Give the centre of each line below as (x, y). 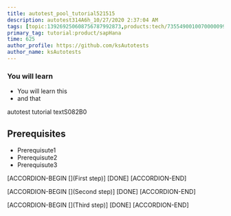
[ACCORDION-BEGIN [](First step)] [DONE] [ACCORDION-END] (97, 178)
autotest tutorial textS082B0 (47, 112)
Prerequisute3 (37, 165)
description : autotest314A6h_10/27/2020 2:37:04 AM (82, 20)
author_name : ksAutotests (44, 52)
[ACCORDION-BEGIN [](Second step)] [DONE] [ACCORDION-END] (101, 191)
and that (29, 99)
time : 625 (21, 39)
